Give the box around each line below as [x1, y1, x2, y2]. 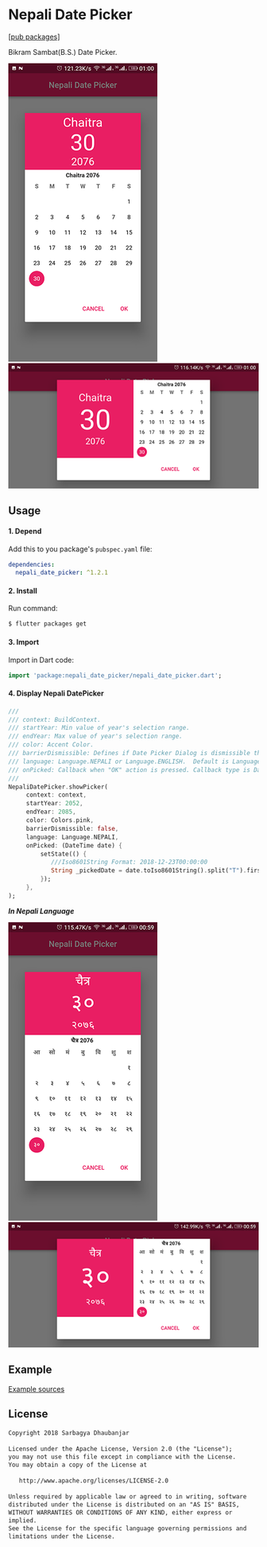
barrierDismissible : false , [25, 824, 119, 832]
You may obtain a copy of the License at [8, 1461, 148, 1469]
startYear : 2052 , [25, 800, 83, 808]
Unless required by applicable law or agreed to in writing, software [8, 1493, 247, 1501]
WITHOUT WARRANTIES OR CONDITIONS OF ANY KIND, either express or [8, 1509, 233, 1517]
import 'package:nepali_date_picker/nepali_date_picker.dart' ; [8, 671, 222, 680]
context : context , [25, 791, 87, 799]
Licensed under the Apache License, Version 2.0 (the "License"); [8, 1445, 233, 1453]
